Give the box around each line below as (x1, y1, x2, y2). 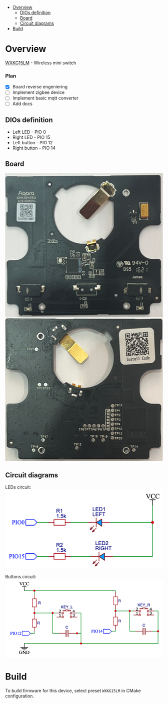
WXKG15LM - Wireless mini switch (5, 60, 76, 66)
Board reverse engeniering (12, 84, 67, 90)
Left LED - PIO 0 (12, 129, 46, 135)
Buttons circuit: (5, 573, 36, 579)
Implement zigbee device (12, 89, 65, 95)
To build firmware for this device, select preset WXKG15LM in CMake (5, 688, 141, 694)
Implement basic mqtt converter (12, 95, 78, 101)
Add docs (12, 100, 32, 107)
